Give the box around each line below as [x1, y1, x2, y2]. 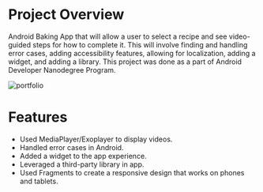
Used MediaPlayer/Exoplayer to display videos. [19, 134, 173, 144]
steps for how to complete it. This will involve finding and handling [32, 40, 248, 49]
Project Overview [8, 6, 125, 24]
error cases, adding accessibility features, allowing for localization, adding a [8, 48, 256, 58]
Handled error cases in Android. [19, 142, 124, 152]
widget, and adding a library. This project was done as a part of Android [8, 57, 242, 66]
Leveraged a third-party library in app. [19, 160, 145, 169]
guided [8, 40, 32, 49]
